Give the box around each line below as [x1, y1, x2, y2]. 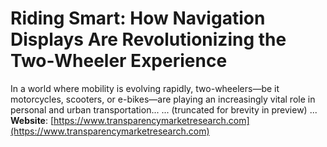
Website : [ [10, 114, 55, 126]
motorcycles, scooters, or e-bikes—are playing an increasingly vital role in [10, 93, 316, 105]
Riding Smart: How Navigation [10, 7, 266, 30]
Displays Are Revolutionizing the [10, 28, 287, 51]
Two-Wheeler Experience [10, 50, 228, 72]
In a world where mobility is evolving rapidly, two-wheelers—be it [10, 82, 280, 94]
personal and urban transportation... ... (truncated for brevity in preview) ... [10, 103, 318, 116]
